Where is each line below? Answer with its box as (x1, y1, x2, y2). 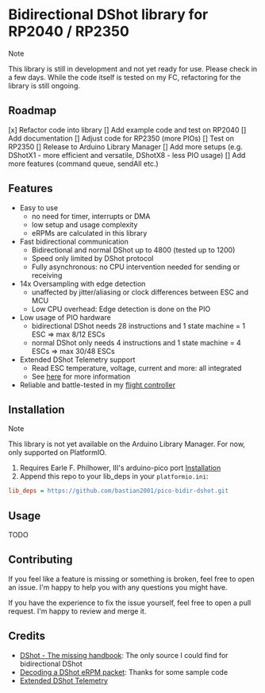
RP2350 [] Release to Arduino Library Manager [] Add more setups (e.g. (8, 141, 244, 152)
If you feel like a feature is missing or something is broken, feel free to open (8, 574, 255, 583)
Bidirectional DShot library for (8, 6, 209, 24)
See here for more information (31, 372, 131, 381)
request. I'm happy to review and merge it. (8, 606, 147, 616)
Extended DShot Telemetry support (19, 355, 136, 364)
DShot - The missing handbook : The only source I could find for (19, 650, 229, 660)
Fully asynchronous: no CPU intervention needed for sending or (31, 262, 240, 271)
